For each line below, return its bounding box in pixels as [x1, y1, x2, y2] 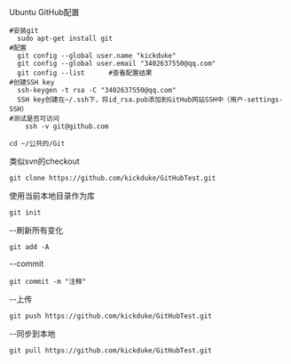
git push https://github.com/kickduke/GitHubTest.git [9, 311, 213, 320]
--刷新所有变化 [9, 225, 64, 235]
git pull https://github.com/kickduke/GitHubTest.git [9, 346, 213, 355]
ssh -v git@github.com [25, 122, 109, 131]
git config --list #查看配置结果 [17, 69, 153, 77]
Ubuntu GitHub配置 [9, 7, 80, 17]
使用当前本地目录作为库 [9, 190, 95, 201]
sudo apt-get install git [17, 34, 114, 43]
